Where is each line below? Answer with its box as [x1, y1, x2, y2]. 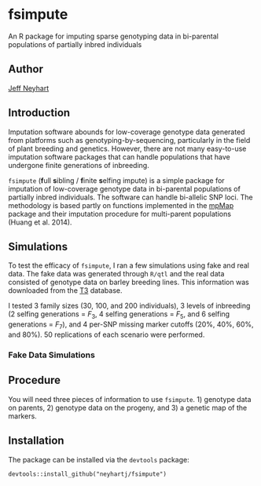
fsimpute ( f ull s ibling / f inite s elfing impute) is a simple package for [8, 175, 226, 185]
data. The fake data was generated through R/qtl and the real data [8, 269, 225, 279]
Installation [8, 434, 64, 448]
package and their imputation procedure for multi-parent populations [8, 209, 232, 218]
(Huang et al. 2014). [8, 217, 72, 227]
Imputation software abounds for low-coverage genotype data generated [8, 127, 245, 137]
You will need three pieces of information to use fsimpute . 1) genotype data [8, 394, 252, 404]
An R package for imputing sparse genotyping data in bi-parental [8, 31, 219, 41]
